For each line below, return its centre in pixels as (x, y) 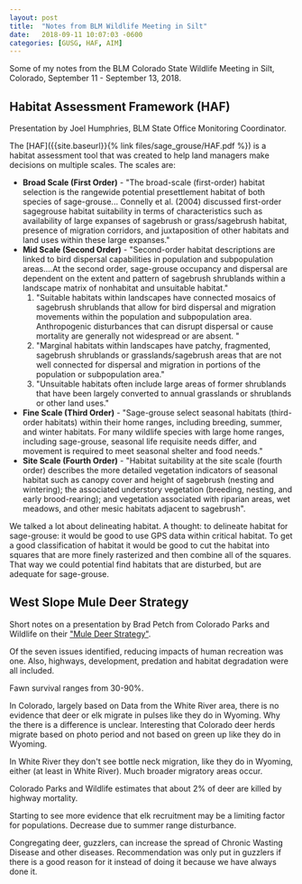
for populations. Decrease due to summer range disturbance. (123, 825)
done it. (23, 871)
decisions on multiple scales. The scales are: (92, 165)
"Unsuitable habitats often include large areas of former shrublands (161, 384)
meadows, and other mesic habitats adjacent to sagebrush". (134, 509)
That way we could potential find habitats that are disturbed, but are (135, 564)
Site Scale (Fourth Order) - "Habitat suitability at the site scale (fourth (152, 461)
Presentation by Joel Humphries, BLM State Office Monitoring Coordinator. (148, 128)
